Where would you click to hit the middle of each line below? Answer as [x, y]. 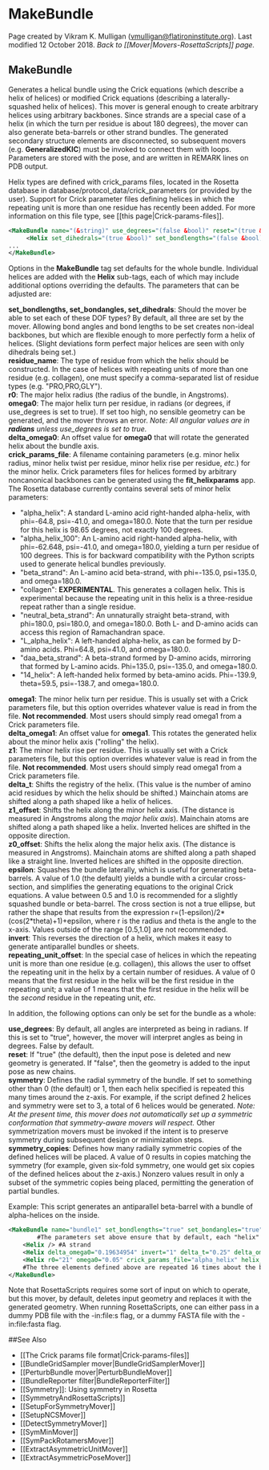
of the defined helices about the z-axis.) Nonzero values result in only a [126, 1174]
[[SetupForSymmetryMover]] [68, 1407]
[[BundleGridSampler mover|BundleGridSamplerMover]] [112, 1364]
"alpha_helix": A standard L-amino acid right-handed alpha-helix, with [135, 513]
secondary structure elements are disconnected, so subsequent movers [127, 141]
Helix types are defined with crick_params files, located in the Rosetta [124, 182]
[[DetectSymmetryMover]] [64, 1423]
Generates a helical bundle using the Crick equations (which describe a [126, 89]
